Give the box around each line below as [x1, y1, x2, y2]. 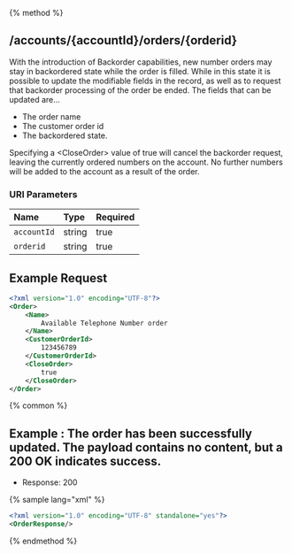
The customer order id [21, 120, 104, 131]
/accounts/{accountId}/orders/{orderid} [9, 33, 237, 48]
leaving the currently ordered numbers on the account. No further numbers [9, 157, 283, 167]
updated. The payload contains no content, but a [9, 440, 283, 455]
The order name [21, 111, 81, 122]
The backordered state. [21, 130, 108, 141]
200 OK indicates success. [9, 453, 162, 468]
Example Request [9, 270, 108, 286]
